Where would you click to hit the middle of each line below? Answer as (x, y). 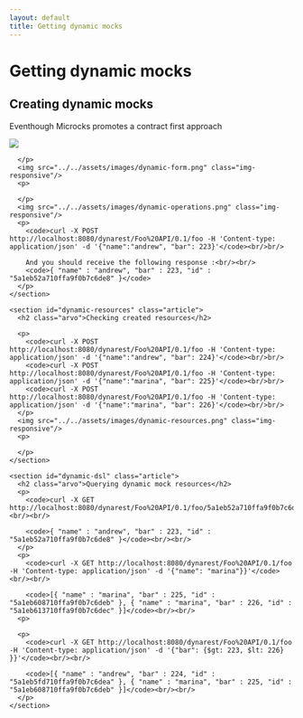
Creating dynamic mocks (82, 104)
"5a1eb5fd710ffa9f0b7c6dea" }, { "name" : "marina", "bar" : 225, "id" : (151, 682)
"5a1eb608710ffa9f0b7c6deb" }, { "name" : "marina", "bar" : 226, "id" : (151, 602)
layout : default (40, 18)
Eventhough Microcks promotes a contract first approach (116, 126)
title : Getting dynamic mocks (66, 26)
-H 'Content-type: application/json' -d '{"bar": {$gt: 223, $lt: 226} (147, 650)
